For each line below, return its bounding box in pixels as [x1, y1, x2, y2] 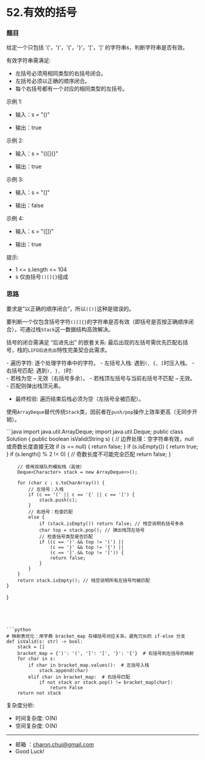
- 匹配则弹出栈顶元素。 [6, 382, 64, 389]
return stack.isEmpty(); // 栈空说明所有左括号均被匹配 [17, 577, 151, 584]
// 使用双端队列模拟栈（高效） [17, 463, 85, 470]
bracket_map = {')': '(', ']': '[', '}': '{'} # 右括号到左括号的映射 [17, 650, 194, 656]
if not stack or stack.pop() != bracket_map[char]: [38, 679, 173, 686]
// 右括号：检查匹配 [28, 508, 73, 515]
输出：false [15, 202, 44, 209]
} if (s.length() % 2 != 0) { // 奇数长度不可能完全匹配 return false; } [6, 450, 171, 458]
